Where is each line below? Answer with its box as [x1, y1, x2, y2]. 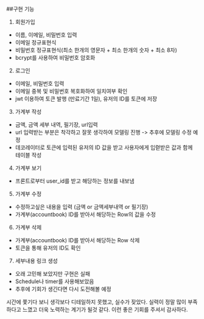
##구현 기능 [6, 5, 35, 12]
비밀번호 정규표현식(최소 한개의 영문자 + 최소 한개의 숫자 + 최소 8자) [15, 46, 178, 54]
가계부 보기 [15, 164, 42, 172]
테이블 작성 [15, 152, 42, 158]
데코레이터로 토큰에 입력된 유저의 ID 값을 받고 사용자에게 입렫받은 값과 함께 [15, 144, 193, 151]
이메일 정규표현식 [15, 39, 57, 46]
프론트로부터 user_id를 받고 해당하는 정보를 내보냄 [15, 177, 135, 184]
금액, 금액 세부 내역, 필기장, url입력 [15, 121, 99, 128]
